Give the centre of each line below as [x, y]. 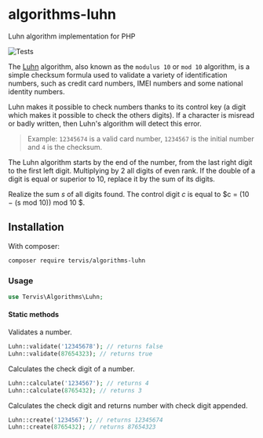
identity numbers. [37, 91]
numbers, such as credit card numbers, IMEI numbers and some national [126, 83]
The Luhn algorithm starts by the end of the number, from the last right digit [130, 162]
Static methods [34, 315]
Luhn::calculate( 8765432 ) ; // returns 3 [75, 390]
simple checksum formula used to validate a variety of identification [118, 75]
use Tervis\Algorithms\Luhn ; [56, 297]
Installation [36, 227]
